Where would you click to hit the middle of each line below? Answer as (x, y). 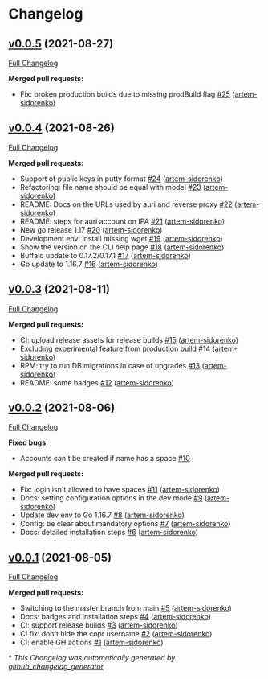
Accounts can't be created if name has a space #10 (105, 459)
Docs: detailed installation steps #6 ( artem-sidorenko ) (109, 533)
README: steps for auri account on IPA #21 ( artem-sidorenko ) (122, 221)
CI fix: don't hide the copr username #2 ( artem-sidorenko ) (116, 634)
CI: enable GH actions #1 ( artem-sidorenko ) (91, 642)
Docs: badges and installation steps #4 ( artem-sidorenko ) (115, 617)
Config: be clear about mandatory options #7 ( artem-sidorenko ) (125, 524)
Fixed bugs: (28, 442)
